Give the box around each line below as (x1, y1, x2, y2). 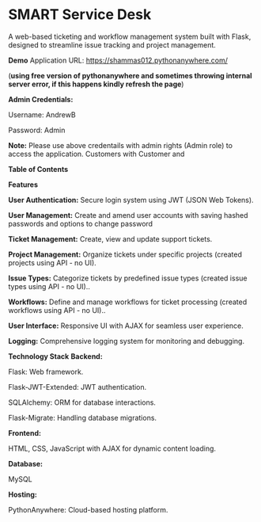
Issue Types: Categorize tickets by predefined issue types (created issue (8, 273, 248, 283)
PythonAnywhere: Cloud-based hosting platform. (8, 505, 168, 514)
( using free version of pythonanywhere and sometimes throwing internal (8, 70, 252, 80)
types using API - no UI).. (8, 281, 91, 291)
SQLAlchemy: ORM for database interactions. (8, 398, 157, 407)
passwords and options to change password (8, 219, 153, 228)
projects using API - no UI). (8, 257, 96, 267)
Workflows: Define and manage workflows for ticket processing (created (8, 297, 248, 307)
